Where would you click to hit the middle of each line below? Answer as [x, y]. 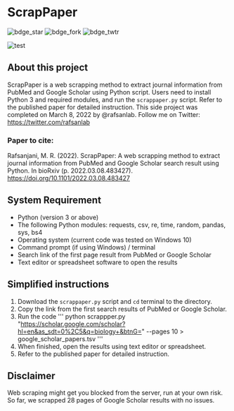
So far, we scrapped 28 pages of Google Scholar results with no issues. [111, 400]
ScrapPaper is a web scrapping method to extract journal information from [115, 85]
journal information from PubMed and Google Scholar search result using [113, 164]
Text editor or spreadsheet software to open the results [97, 262]
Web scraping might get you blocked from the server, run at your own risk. [115, 393]
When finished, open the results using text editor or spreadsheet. [112, 346]
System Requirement [54, 201]
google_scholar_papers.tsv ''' [60, 338]
